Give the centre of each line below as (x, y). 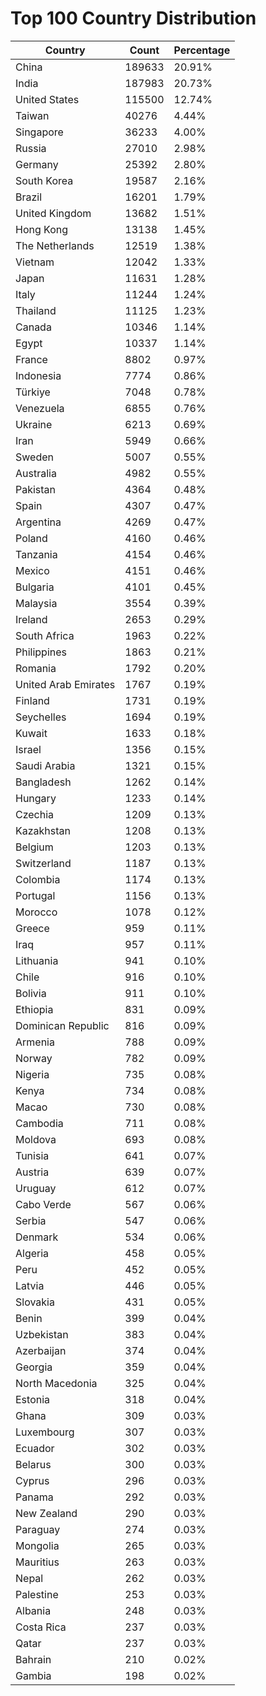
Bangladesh (43, 782)
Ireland (31, 619)
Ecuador (35, 1448)
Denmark (37, 1237)
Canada (33, 327)
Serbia (31, 1220)
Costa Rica (41, 1627)
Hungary (36, 798)
